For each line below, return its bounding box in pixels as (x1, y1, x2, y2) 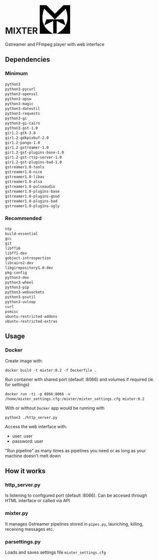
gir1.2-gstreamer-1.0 (5, 145, 49, 150)
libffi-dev (5, 251, 27, 256)
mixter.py (5, 510, 28, 517)
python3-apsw (5, 96, 32, 101)
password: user (12, 438, 44, 444)
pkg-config (5, 270, 27, 275)
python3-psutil (5, 295, 36, 299)
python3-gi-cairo (5, 121, 40, 126)
